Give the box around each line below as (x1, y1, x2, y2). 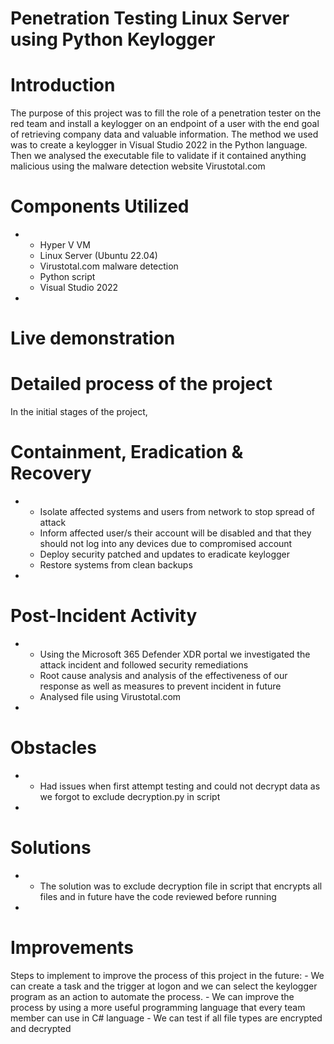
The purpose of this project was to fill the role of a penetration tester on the (10, 107, 322, 119)
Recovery (10, 462, 92, 485)
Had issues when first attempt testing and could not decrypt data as (39, 780, 321, 792)
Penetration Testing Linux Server (10, 7, 290, 30)
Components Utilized (10, 195, 190, 218)
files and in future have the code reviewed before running (39, 890, 277, 902)
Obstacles (10, 737, 97, 759)
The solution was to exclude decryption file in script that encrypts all (39, 880, 323, 892)
